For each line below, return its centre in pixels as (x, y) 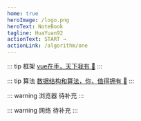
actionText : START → (37, 39)
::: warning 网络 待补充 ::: (43, 110)
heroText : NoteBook (35, 26)
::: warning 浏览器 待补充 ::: (46, 95)
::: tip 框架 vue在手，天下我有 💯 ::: (55, 66)
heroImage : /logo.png (38, 20)
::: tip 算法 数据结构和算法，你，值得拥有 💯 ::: (71, 81)
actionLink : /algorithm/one (48, 46)
